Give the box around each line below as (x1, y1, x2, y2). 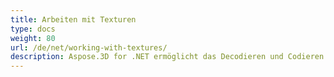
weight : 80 (10, 33, 56, 43)
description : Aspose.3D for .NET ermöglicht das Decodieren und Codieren (10, 52, 325, 62)
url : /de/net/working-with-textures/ (10, 42, 168, 53)
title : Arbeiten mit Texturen (10, 14, 137, 25)
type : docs (10, 24, 56, 34)
